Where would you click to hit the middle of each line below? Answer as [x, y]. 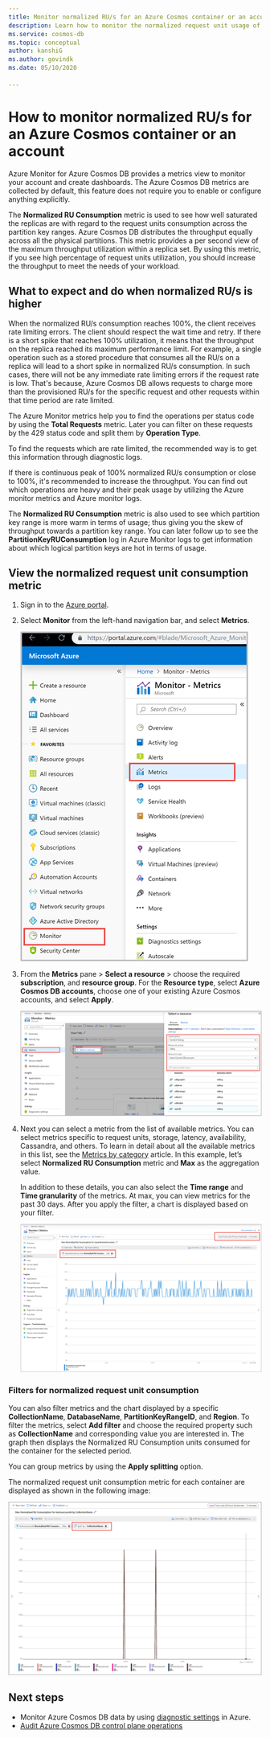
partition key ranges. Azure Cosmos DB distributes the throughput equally [131, 232]
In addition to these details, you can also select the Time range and [131, 1187]
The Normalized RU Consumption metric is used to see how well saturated [133, 215]
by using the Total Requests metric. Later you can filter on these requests [131, 424]
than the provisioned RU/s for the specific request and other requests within [134, 391]
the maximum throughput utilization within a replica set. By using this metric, [135, 248]
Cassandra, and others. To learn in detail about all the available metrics [137, 1146]
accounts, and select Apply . [67, 1000]
